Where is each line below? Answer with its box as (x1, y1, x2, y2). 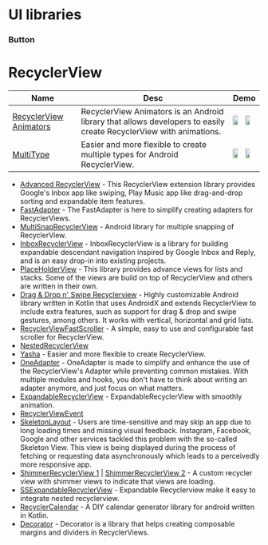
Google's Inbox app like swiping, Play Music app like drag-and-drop (19, 188, 243, 197)
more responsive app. (19, 459, 92, 469)
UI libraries (8, 6, 82, 24)
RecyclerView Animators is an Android (81, 106, 224, 117)
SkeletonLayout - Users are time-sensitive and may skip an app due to (19, 417, 251, 427)
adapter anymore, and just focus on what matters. (19, 384, 184, 393)
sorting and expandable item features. (19, 197, 145, 206)
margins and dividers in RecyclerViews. (19, 527, 150, 537)
